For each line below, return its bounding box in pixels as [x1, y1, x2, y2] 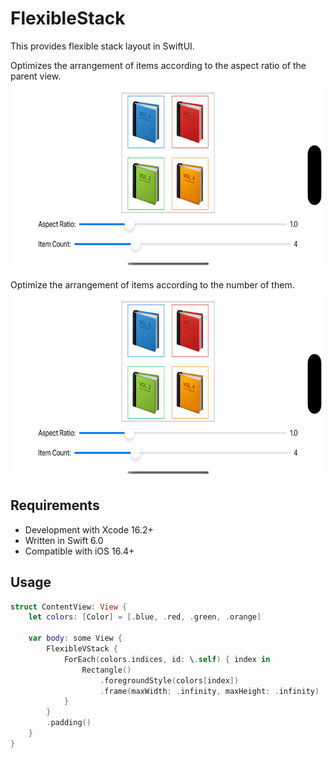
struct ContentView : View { [10, 602, 128, 612]
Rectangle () [81, 665, 132, 675]
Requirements [10, 497, 100, 514]
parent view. [10, 70, 62, 82]
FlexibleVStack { [46, 644, 118, 654]
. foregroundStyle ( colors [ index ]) [99, 675, 240, 686]
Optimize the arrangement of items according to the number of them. [10, 278, 295, 291]
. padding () [46, 718, 92, 728]
